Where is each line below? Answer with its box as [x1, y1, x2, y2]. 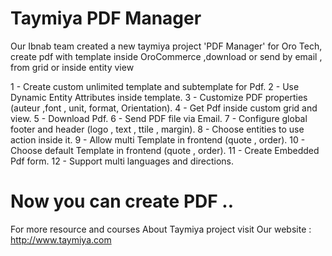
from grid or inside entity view [10, 61, 135, 73]
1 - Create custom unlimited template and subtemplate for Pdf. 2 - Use [10, 80, 300, 92]
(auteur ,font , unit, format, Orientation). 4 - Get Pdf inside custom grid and [10, 102, 318, 114]
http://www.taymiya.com [10, 233, 112, 246]
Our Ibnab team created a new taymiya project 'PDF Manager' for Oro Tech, [10, 40, 323, 52]
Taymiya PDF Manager [10, 7, 202, 30]
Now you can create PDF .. [10, 190, 235, 213]
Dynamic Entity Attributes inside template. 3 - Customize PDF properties [10, 91, 308, 103]
